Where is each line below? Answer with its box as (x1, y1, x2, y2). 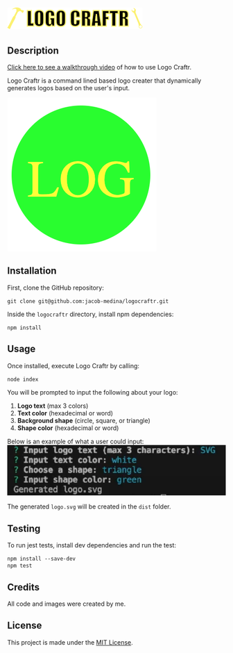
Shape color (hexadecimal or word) (17, 424, 119, 432)
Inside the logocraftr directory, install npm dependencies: (7, 310, 174, 318)
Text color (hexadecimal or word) (17, 408, 113, 417)
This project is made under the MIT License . (7, 638, 133, 646)
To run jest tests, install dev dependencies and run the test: (7, 541, 177, 549)
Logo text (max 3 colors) (17, 402, 89, 410)
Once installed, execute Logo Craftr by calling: (7, 361, 140, 370)
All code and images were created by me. (7, 600, 126, 608)
